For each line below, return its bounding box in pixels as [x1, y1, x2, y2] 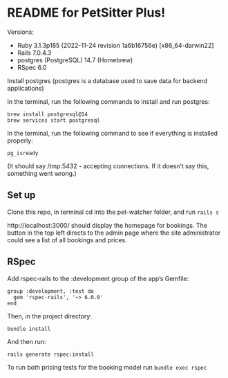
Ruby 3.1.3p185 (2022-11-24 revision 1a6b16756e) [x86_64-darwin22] [17, 41, 214, 49]
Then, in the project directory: [7, 312, 92, 320]
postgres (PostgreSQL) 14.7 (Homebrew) [17, 55, 133, 64]
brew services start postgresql [7, 116, 100, 124]
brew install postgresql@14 [7, 111, 88, 118]
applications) [7, 84, 44, 92]
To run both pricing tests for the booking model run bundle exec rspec [7, 363, 207, 371]
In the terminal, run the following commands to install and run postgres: [7, 97, 211, 105]
